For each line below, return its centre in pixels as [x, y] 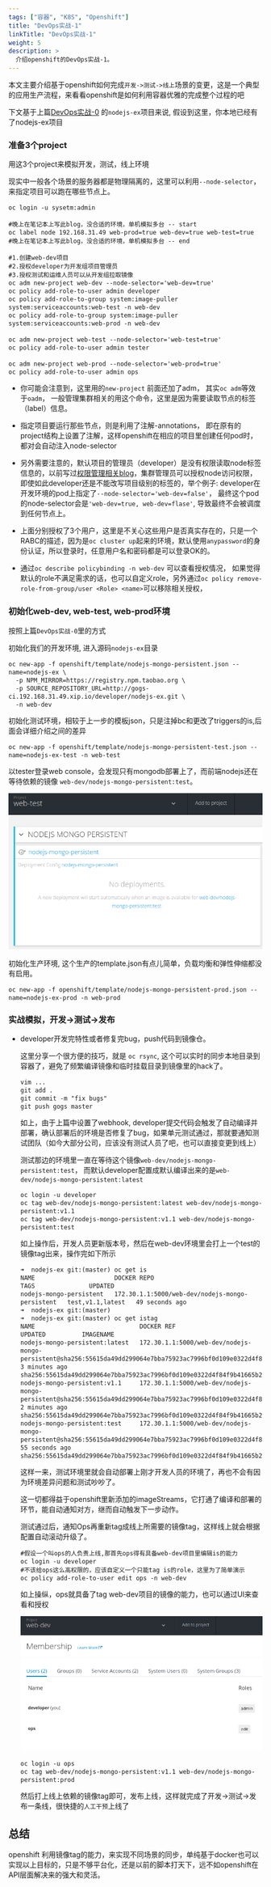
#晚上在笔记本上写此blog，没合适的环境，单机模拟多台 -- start [103, 225]
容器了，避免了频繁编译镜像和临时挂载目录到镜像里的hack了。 [123, 1066]
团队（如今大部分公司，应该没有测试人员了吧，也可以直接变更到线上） [144, 1143]
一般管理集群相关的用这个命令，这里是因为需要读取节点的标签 [154, 398]
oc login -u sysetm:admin [52, 208]
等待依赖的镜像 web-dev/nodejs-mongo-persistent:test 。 [103, 781]
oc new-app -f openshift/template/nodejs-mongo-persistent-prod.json [128, 990]
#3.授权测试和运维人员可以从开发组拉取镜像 [71, 275]
